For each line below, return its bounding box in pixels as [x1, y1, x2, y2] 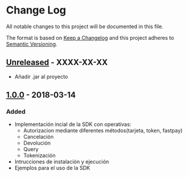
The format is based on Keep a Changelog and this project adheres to [6, 34, 175, 41]
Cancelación [23, 133, 54, 141]
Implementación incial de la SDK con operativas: [14, 121, 132, 128]
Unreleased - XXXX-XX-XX [6, 57, 108, 67]
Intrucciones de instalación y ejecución [14, 158, 110, 165]
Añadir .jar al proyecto [14, 73, 69, 80]
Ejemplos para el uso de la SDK [14, 165, 91, 172]
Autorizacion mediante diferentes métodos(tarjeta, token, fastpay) [23, 127, 183, 134]
